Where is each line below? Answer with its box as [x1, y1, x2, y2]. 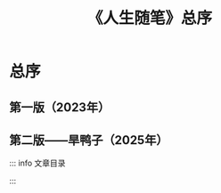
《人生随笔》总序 [86, 8, 212, 28]
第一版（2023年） [9, 100, 110, 115]
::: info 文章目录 [9, 157, 66, 169]
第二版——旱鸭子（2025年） [9, 133, 168, 148]
